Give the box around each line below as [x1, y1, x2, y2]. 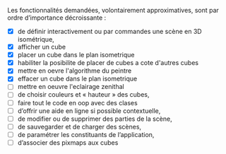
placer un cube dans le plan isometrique [17, 51, 135, 59]
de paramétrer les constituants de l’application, [17, 130, 155, 138]
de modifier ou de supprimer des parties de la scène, [17, 114, 173, 123]
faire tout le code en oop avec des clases [17, 98, 138, 107]
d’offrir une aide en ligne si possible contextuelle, [17, 106, 161, 115]
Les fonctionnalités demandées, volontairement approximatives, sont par [7, 6, 219, 14]
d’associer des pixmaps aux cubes [17, 138, 119, 147]
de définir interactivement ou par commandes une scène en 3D [17, 28, 203, 35]
